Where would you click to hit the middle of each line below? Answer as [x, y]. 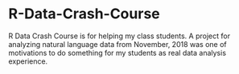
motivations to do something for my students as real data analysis [117, 53]
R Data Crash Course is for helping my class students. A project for [119, 36]
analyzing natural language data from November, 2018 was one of [117, 44]
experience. [28, 61]
